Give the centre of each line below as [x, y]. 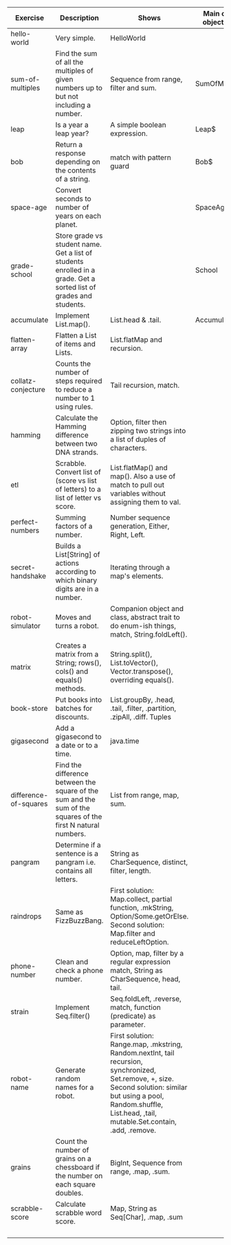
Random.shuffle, [136, 1104]
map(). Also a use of [143, 476]
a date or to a [77, 745]
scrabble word [78, 1213]
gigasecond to [78, 737]
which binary [76, 580]
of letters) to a [78, 489]
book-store [29, 708]
